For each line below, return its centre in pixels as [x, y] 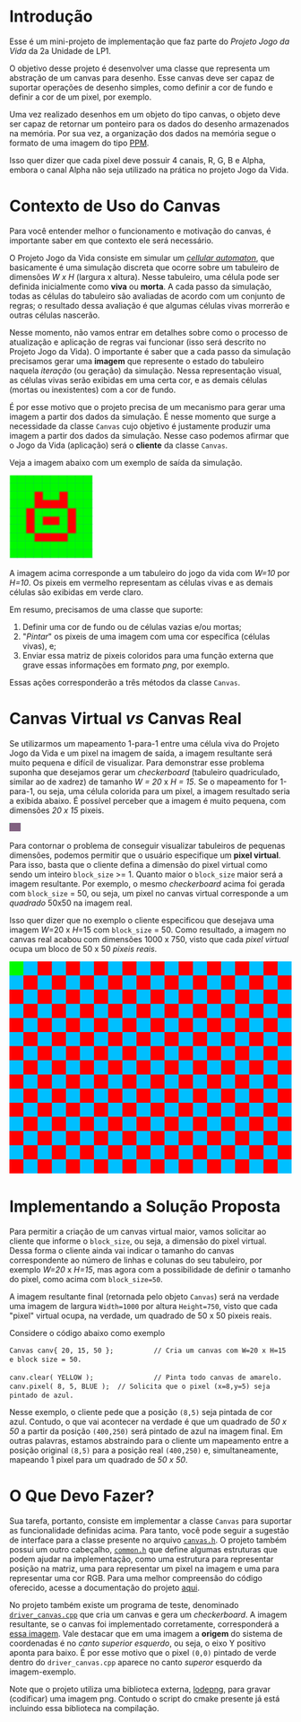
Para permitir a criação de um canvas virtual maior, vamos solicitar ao [138, 1231]
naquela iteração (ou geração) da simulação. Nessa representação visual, [146, 371]
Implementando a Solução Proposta [145, 1206]
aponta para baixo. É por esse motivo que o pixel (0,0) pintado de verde [143, 1652]
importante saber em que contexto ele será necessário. [112, 240]
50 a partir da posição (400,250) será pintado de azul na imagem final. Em [146, 1431]
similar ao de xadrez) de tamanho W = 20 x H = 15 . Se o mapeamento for [144, 782]
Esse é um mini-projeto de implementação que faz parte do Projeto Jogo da [150, 41]
